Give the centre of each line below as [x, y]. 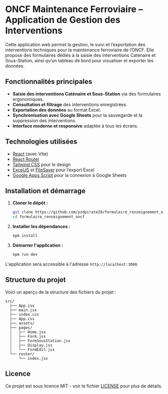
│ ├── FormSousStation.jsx [40, 341]
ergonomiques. [28, 99]
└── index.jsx [33, 358]
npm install [25, 236]
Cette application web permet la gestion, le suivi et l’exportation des [75, 44]
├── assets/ [22, 323]
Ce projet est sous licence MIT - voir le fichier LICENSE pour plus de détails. [84, 386]
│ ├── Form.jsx [28, 336]
